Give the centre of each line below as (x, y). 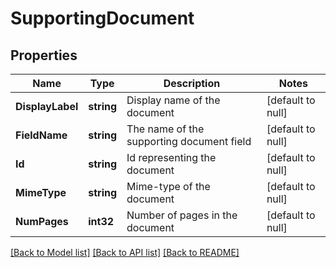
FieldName (41, 135)
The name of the (165, 129)
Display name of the (173, 100)
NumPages (42, 221)
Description (192, 83)
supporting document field (189, 141)
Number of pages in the (182, 215)
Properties (44, 55)
